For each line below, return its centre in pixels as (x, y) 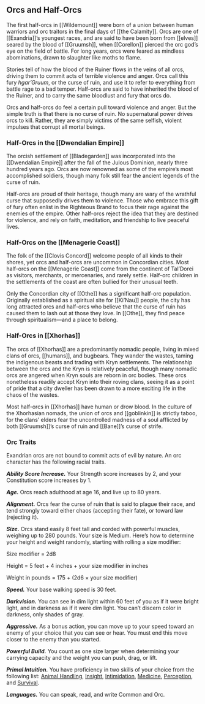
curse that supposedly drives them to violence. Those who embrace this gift (102, 201)
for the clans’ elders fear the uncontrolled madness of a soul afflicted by (97, 419)
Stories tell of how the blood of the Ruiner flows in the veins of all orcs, (95, 69)
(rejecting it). (22, 517)
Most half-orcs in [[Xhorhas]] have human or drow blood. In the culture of (99, 407)
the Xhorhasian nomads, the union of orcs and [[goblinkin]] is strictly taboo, (102, 413)
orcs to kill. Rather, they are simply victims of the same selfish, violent (94, 120)
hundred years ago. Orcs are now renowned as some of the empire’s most (100, 169)
